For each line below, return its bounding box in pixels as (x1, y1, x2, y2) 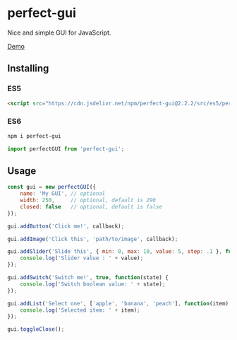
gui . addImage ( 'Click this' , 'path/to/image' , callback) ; (7, 235, 178, 242)
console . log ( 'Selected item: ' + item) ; (20, 306, 140, 314)
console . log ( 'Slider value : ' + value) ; (20, 254, 143, 262)
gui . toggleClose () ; (7, 326, 65, 333)
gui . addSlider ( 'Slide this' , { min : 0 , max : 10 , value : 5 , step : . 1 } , (7, 248, 223, 255)
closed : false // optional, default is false (20, 203, 162, 210)
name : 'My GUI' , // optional (20, 190, 106, 197)
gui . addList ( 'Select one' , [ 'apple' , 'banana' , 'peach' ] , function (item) (7, 300, 229, 307)
